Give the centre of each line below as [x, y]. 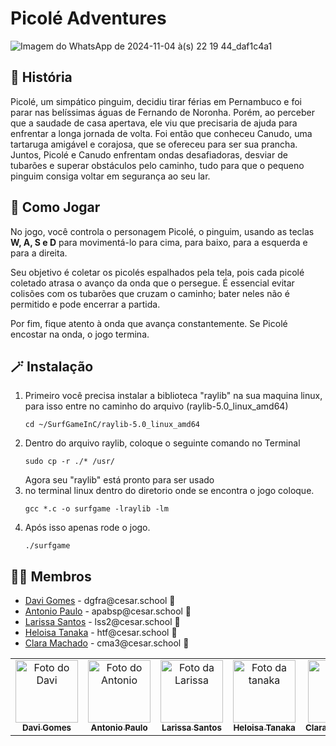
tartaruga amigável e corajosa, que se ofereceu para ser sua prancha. [154, 144]
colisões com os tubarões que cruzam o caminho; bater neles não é [150, 293]
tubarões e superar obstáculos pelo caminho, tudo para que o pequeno [157, 165]
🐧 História [41, 77]
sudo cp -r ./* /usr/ [69, 462]
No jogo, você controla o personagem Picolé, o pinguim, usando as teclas [162, 231]
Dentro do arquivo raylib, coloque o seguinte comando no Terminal [162, 443]
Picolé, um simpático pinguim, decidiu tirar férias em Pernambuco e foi [156, 101]
